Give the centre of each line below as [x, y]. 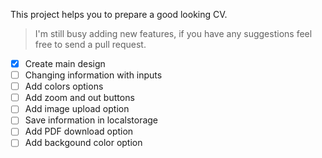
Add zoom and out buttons [79, 98]
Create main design [65, 63]
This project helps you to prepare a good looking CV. [119, 14]
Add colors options [64, 86]
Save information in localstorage [91, 120]
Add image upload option [77, 109]
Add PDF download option [79, 131]
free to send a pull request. [90, 44]
